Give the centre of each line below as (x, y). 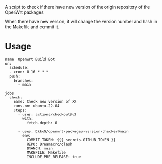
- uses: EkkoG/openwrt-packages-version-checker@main (73, 131)
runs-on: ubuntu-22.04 (37, 106)
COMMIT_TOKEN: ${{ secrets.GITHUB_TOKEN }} (71, 140)
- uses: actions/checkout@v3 (47, 114)
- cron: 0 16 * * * (29, 72)
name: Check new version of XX (45, 101)
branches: (24, 80)
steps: (20, 110)
